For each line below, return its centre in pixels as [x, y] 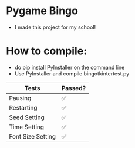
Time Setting [27, 127]
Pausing [20, 98]
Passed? [74, 88]
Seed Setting [27, 117]
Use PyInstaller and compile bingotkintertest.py [72, 73]
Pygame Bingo [42, 11]
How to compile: [46, 51]
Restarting [23, 107]
